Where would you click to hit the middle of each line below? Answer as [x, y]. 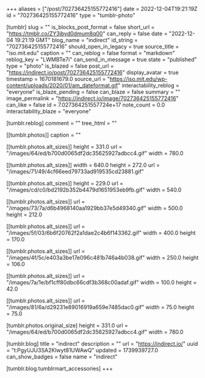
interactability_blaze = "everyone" [49, 111]
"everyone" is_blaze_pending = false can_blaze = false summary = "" [93, 92]
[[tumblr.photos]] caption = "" [44, 135]
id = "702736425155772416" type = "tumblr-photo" [71, 15]
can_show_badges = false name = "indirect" [62, 357]
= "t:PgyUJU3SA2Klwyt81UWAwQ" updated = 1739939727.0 [82, 350]
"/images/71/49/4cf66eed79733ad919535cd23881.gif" [75, 171]
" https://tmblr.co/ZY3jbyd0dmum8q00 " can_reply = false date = [87, 34]
